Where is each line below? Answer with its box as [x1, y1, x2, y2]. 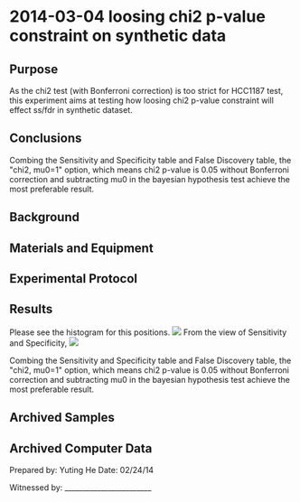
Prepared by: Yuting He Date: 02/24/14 [9, 465, 155, 475]
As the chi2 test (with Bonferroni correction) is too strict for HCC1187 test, [9, 86, 284, 96]
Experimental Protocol [9, 271, 138, 286]
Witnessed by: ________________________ [9, 482, 152, 493]
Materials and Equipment [9, 240, 154, 256]
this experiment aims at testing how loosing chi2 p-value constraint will [9, 95, 274, 106]
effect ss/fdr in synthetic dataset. [9, 105, 133, 115]
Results [9, 302, 53, 317]
